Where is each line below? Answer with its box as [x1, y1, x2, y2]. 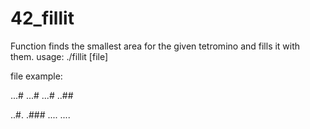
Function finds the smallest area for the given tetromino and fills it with [10, 40, 301, 52]
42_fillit [10, 7, 75, 30]
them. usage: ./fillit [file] [10, 50, 109, 62]
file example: [10, 70, 63, 82]
